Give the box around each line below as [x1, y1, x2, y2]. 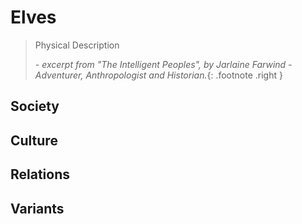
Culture [10, 132, 58, 149]
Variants [10, 200, 65, 217]
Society [10, 98, 60, 115]
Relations [10, 166, 71, 183]
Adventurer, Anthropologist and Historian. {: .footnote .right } [34, 69, 283, 81]
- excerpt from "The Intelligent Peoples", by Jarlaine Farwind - [34, 58, 293, 70]
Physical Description [34, 39, 120, 51]
